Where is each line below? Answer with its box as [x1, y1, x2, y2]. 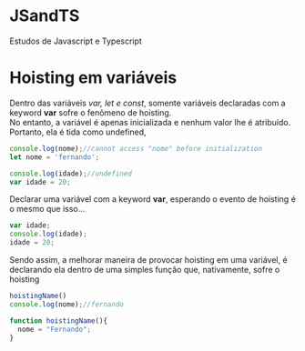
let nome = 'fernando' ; [9, 152, 100, 162]
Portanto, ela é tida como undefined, [9, 126, 147, 137]
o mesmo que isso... [9, 204, 86, 215]
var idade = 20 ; [9, 177, 71, 186]
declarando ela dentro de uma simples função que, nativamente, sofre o [9, 265, 280, 275]
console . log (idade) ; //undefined [9, 169, 132, 178]
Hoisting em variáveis [9, 67, 178, 88]
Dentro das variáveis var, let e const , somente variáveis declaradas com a [9, 97, 286, 108]
